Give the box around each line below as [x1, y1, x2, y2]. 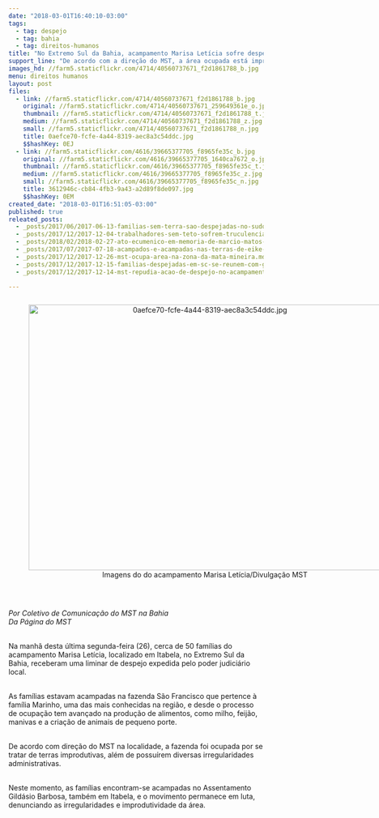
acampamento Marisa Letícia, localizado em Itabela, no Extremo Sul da [8, 650, 245, 660]
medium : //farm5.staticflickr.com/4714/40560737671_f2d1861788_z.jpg [23, 117, 263, 126]
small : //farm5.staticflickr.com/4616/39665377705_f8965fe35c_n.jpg [23, 177, 259, 186]
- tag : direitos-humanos [15, 42, 100, 50]
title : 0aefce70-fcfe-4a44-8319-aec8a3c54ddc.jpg [23, 132, 194, 140]
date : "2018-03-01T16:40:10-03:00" [8, 11, 129, 20]
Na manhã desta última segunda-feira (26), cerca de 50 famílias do [8, 641, 232, 651]
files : [8, 87, 31, 96]
